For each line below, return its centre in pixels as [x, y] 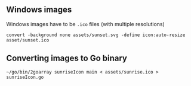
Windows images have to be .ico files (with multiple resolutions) [86, 24]
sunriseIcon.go [25, 77]
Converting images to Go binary [67, 58]
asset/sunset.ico [28, 40]
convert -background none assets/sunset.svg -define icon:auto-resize [96, 35]
